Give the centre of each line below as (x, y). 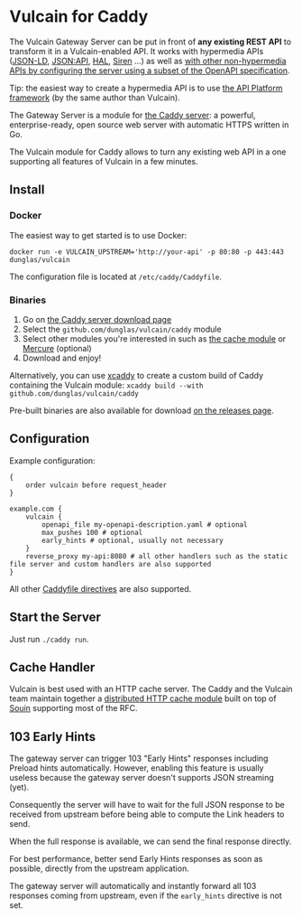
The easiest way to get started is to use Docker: (98, 235)
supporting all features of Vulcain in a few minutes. (104, 161)
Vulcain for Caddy (79, 17)
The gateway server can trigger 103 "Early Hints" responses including (139, 759)
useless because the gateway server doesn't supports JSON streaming (142, 778)
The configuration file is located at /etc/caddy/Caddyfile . (116, 276)
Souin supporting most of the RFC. (73, 708)
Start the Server (55, 618)
